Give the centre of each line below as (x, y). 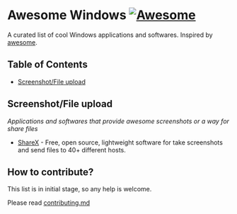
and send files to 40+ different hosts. (71, 150)
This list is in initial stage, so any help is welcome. (80, 189)
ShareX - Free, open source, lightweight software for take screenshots (120, 142)
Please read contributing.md (49, 203)
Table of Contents (48, 65)
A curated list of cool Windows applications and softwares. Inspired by (110, 35)
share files (23, 128)
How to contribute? (51, 172)
